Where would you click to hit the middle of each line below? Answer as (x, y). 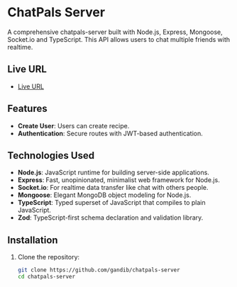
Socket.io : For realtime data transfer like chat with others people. (113, 188)
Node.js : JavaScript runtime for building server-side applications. (113, 173)
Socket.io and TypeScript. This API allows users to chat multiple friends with (119, 39)
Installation (33, 240)
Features (27, 109)
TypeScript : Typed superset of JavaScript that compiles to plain (111, 203)
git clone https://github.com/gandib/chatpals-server (99, 270)
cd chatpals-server (46, 277)
